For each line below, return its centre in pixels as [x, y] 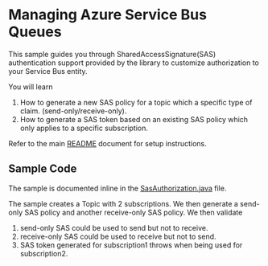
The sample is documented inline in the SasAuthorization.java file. [118, 188]
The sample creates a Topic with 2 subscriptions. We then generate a [124, 203]
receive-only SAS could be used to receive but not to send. [118, 236]
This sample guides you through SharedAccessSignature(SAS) [112, 54]
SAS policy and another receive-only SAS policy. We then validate [133, 212]
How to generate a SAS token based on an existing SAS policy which [134, 119]
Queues [35, 32]
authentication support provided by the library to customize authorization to [134, 63]
